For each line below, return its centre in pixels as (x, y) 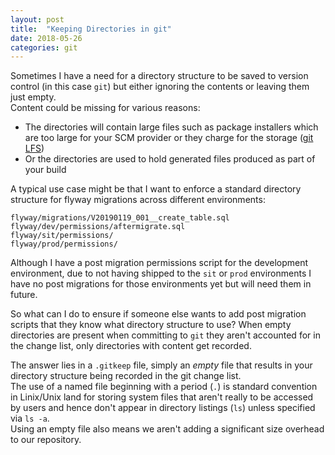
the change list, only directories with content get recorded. (131, 346)
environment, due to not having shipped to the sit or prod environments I (161, 273)
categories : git (44, 47)
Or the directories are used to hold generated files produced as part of (170, 159)
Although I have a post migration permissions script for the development (159, 263)
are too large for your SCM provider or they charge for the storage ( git (169, 138)
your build (45, 170)
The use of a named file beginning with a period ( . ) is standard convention (164, 387)
